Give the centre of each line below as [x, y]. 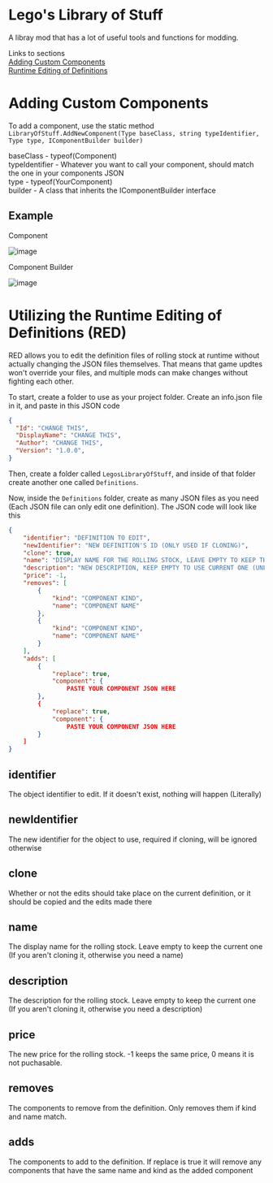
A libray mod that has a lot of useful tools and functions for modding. [123, 37]
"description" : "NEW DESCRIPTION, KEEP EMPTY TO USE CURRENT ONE [136, 568]
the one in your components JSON [66, 173]
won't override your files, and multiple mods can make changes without [128, 372]
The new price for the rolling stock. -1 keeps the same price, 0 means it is [131, 1054]
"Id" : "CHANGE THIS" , [52, 428]
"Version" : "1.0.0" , [50, 451]
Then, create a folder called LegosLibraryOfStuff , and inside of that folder [132, 474]
